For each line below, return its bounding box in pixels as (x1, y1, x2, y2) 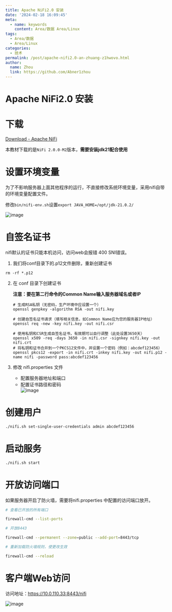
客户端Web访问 (5, 572, 70, 584)
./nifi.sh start (5, 460, 40, 465)
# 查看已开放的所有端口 (5, 507, 49, 512)
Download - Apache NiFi (5, 136, 58, 142)
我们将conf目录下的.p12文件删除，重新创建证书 (12, 260, 112, 266)
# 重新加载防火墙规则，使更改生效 (5, 544, 68, 549)
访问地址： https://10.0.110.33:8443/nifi (5, 590, 87, 597)
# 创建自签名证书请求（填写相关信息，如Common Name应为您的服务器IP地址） (12, 317, 155, 322)
